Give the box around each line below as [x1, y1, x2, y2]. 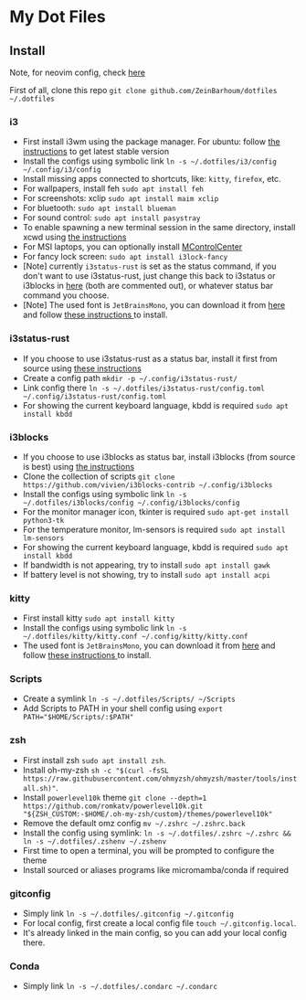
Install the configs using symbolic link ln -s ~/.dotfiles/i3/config [22, 155, 277, 166]
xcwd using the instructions [22, 231, 127, 243]
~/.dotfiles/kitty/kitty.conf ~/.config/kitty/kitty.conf [22, 633, 248, 642]
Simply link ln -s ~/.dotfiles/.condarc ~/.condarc [22, 981, 217, 992]
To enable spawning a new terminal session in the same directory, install [22, 222, 296, 233]
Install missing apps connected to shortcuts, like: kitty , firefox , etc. [22, 174, 281, 185]
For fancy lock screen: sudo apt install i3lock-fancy [22, 251, 228, 262]
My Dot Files [9, 6, 107, 27]
